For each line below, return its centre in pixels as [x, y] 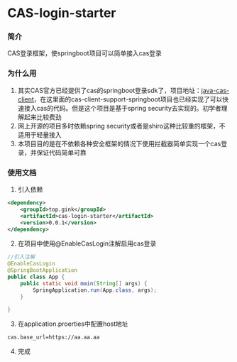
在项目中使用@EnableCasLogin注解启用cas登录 [87, 243]
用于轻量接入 [43, 135]
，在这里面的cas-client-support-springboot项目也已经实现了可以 [128, 99]
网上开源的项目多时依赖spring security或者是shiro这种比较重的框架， [118, 126]
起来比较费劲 [43, 117]
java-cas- [215, 90]
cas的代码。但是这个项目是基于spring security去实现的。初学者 [129, 108]
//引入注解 [21, 257]
